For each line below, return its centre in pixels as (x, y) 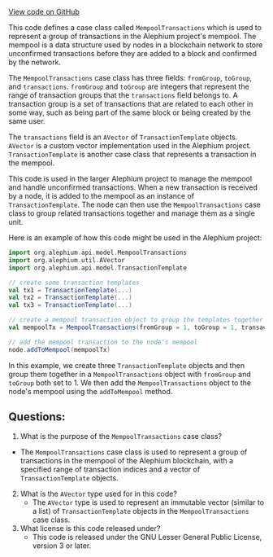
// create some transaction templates (74, 283)
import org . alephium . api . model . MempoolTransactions (97, 252)
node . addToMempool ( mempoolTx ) (60, 349)
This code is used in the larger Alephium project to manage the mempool (130, 179)
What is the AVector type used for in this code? (98, 494)
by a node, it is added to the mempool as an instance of (102, 196)
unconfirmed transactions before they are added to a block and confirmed (133, 53)
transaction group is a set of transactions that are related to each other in (131, 104)
